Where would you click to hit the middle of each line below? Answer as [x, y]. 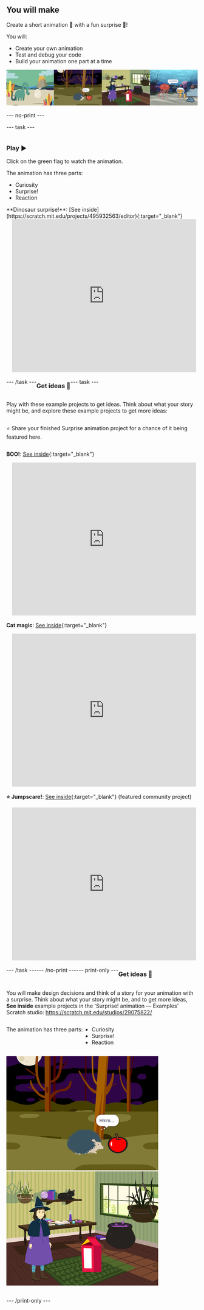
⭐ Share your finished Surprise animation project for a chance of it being [97, 428]
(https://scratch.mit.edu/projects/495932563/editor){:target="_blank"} [94, 216]
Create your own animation [49, 48]
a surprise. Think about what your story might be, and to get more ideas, [97, 999]
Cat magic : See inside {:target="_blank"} [57, 625]
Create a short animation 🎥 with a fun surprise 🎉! [67, 24]
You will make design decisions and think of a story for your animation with [100, 993]
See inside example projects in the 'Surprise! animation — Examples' [93, 1006]
